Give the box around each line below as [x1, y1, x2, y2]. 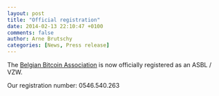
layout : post [7, 10, 45, 17]
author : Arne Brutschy [7, 36, 73, 43]
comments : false [7, 29, 54, 36]
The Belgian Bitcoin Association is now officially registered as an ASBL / [7, 61, 212, 69]
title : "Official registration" [7, 16, 100, 23]
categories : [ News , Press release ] [7, 42, 110, 49]
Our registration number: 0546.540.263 [7, 82, 120, 89]
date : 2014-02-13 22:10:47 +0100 [7, 23, 104, 29]
